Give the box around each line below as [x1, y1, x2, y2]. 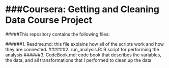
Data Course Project [5, 14, 93, 26]
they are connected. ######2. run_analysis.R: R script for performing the [5, 46, 159, 52]
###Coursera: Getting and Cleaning [5, 4, 159, 15]
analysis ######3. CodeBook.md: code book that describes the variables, [5, 52, 161, 58]
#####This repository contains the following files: [5, 31, 110, 37]
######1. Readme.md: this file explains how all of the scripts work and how [5, 41, 164, 47]
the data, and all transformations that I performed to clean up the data [5, 57, 152, 63]
